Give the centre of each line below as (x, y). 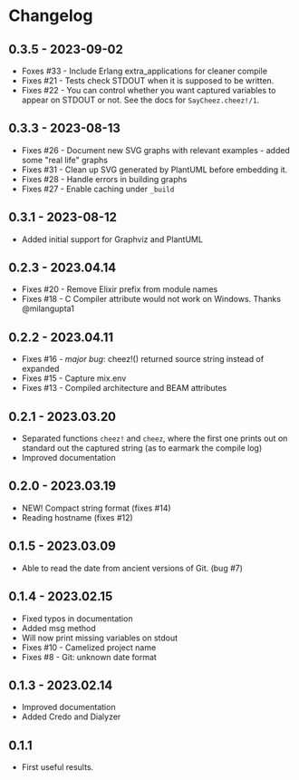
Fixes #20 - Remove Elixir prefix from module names (120, 289)
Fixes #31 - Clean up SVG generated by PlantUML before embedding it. (154, 170)
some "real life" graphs (64, 160)
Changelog (51, 16)
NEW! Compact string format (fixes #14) (96, 508)
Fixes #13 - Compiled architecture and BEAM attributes (124, 388)
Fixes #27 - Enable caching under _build (98, 189)
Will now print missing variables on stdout (100, 638)
